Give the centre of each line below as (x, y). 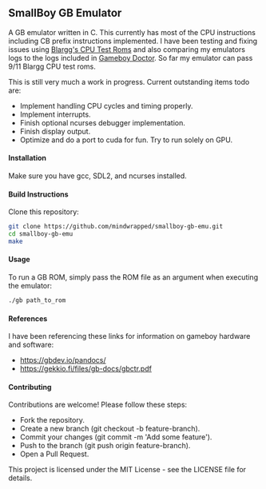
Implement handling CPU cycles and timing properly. (106, 105)
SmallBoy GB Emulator (65, 13)
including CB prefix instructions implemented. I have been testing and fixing (133, 41)
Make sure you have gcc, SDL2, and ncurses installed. (98, 176)
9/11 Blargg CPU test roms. (52, 66)
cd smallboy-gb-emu (41, 234)
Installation (27, 158)
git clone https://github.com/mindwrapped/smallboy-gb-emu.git (116, 227)
